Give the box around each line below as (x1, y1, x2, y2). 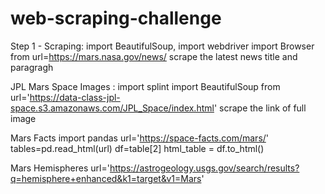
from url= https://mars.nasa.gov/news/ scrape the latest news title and (10, 50, 298, 62)
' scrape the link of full (213, 102, 307, 114)
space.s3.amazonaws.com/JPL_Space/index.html (10, 102, 215, 114)
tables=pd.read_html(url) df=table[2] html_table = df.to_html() (10, 142, 265, 154)
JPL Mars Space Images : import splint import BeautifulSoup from (10, 80, 281, 92)
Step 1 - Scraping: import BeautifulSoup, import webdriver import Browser (10, 40, 315, 52)
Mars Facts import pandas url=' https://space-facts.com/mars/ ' (10, 132, 270, 144)
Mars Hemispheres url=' (10, 162, 110, 174)
